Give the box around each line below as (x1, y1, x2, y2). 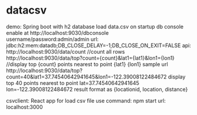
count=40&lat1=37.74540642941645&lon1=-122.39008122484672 (6, 73, 167, 80)
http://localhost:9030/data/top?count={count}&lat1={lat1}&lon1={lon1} (6, 54, 175, 61)
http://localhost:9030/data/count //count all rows (6, 48, 125, 55)
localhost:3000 (6, 103, 43, 110)
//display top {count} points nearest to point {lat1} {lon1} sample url (6, 60, 168, 68)
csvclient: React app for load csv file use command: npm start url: (6, 97, 166, 104)
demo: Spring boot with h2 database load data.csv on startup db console (6, 23, 184, 30)
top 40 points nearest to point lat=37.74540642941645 (6, 79, 140, 86)
